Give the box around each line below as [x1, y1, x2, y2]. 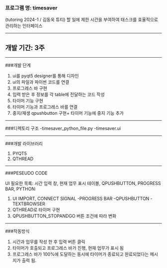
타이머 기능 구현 [12, 98, 43, 104]
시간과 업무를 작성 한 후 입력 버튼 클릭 [12, 239, 85, 245]
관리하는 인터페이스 [5, 23, 43, 29]
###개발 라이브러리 [5, 141, 43, 147]
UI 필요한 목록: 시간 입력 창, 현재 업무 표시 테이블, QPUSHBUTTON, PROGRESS [5, 180, 161, 186]
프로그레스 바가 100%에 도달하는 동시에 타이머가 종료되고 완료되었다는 [12, 251, 149, 257]
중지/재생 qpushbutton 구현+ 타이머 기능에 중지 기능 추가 [12, 110, 124, 116]
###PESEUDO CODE [5, 170, 48, 176]
